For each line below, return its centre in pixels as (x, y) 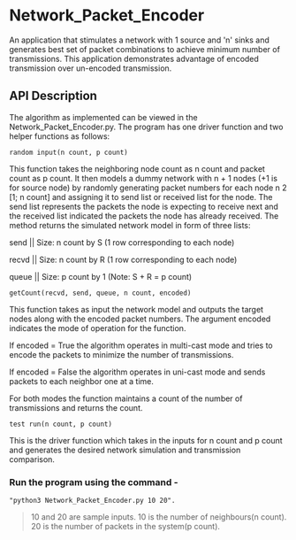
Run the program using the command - (94, 482)
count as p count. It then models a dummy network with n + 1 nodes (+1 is (144, 178)
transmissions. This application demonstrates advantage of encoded (134, 58)
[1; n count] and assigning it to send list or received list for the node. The (141, 197)
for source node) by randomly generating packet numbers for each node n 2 (148, 188)
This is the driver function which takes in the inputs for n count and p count (146, 440)
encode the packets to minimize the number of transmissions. (121, 354)
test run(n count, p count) (61, 424)
